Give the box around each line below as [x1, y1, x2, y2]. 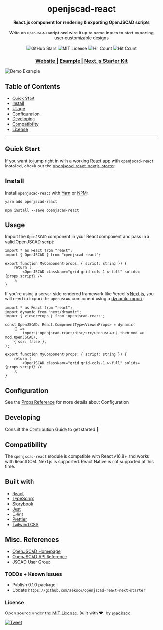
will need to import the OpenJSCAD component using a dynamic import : [5, 296, 144, 302]
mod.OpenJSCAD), [5, 335, 38, 340]
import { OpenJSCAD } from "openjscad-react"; [5, 252, 101, 258]
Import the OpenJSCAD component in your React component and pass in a [5, 234, 149, 240]
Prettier [12, 516, 27, 522]
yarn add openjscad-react [5, 199, 57, 204]
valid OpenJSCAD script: [5, 239, 55, 245]
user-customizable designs [54, 35, 109, 41]
